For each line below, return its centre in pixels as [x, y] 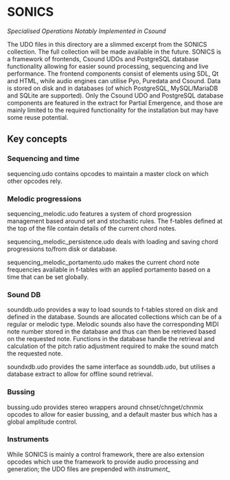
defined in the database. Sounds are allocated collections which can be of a [114, 317]
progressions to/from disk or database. [62, 249]
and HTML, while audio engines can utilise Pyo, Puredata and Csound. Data [114, 80]
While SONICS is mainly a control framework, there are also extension [106, 454]
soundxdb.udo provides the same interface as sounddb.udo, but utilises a [111, 367]
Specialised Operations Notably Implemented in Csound [87, 31]
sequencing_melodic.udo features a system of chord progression [100, 213]
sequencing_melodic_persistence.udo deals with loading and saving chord [113, 241]
